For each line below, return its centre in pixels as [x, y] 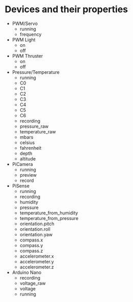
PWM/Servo [25, 23]
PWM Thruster [28, 56]
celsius [27, 142]
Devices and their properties [66, 9]
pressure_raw [34, 126]
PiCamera [22, 164]
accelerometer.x [37, 256]
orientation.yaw [36, 234]
